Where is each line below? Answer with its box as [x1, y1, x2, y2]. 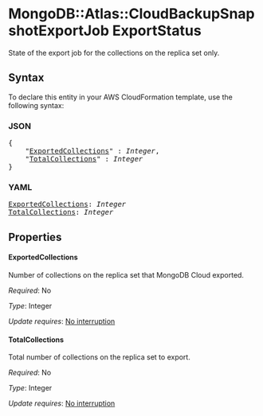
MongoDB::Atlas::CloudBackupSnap [8, 5, 255, 23]
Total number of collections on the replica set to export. [8, 352, 191, 362]
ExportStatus [112, 21, 202, 40]
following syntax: [8, 100, 65, 110]
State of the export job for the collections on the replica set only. [8, 48, 220, 57]
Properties [8, 230, 62, 243]
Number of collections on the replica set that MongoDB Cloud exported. [8, 270, 245, 279]
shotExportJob [8, 21, 110, 40]
